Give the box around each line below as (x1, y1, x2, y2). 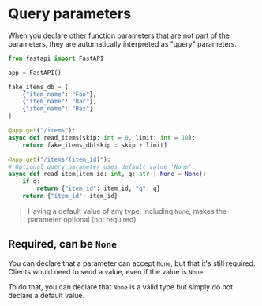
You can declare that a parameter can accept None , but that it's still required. (8, 258, 256, 268)
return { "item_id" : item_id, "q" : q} (36, 185, 160, 193)
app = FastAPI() (8, 69, 62, 76)
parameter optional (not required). (27, 215, 139, 224)
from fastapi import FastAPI (8, 54, 104, 62)
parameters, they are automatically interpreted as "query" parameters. (8, 39, 238, 48)
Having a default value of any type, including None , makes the (27, 206, 227, 215)
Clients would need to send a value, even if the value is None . (8, 267, 205, 276)
